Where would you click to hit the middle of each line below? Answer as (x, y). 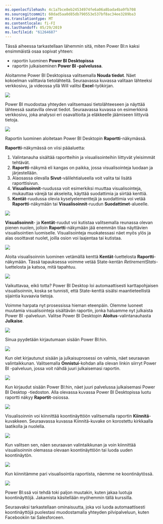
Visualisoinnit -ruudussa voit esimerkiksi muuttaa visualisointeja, (77, 188)
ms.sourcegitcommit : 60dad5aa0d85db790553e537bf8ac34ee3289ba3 (71, 14)
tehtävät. (21, 162)
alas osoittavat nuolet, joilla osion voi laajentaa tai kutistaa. (63, 238)
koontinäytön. (19, 455)
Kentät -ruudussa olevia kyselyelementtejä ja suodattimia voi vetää (79, 199)
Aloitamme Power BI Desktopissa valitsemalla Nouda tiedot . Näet (71, 75)
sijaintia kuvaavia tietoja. (30, 296)
